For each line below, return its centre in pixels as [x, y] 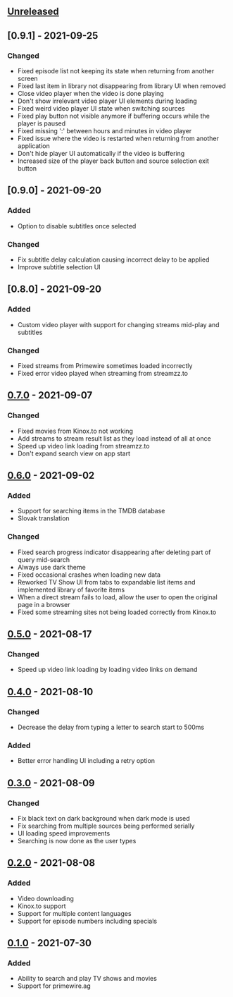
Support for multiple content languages [74, 913]
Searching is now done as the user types [77, 841]
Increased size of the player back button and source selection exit [113, 161]
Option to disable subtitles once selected [77, 226]
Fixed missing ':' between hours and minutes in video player [105, 131]
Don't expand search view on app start [74, 453]
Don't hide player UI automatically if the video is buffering [101, 154]
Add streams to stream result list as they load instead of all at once [114, 438]
